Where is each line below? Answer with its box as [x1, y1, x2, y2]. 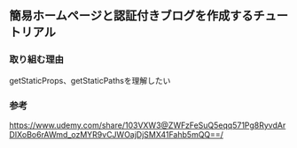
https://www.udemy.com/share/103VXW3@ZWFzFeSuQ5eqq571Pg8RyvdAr [9, 120, 286, 130]
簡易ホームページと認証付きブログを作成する [9, 8, 254, 24]
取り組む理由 [9, 54, 65, 66]
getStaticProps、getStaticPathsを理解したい [9, 75, 171, 85]
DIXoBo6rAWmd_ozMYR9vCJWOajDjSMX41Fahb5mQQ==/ [9, 129, 224, 139]
